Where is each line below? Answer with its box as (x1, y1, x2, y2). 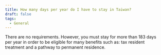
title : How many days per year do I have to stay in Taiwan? (5, 7, 132, 12)
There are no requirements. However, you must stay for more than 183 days (5, 34, 157, 40)
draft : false (5, 12, 32, 17)
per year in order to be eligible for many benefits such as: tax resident (5, 39, 145, 45)
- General (9, 20, 29, 26)
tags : (5, 16, 16, 21)
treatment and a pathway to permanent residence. (5, 44, 106, 50)
